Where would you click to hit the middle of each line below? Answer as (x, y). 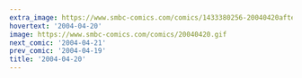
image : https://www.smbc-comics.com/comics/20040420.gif (118, 34)
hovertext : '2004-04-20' (56, 26)
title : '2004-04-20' (48, 59)
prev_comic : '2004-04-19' (58, 51)
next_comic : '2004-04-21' (58, 43)
